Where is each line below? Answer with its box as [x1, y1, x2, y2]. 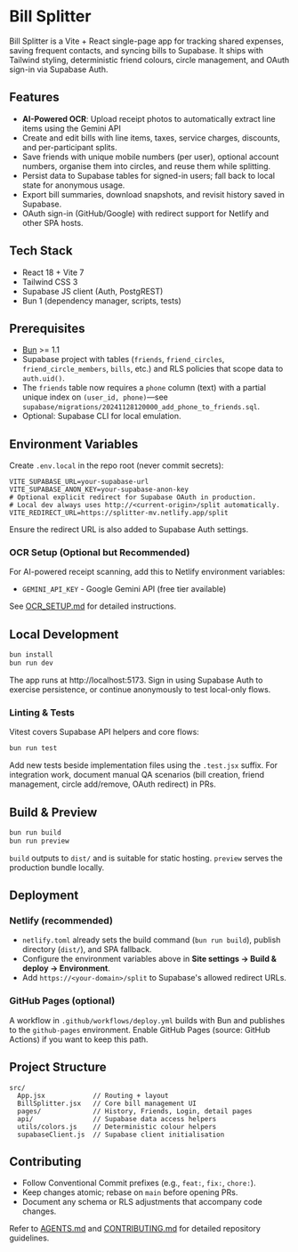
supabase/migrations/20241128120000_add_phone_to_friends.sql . [21, 401, 261, 412]
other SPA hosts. [21, 217, 84, 228]
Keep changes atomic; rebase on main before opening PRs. [21, 1187, 238, 1198]
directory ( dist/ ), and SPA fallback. [21, 944, 153, 955]
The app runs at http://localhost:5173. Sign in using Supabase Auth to [9, 674, 263, 686]
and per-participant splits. [21, 141, 117, 152]
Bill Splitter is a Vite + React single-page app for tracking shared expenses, [9, 36, 285, 46]
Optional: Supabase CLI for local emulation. [21, 411, 181, 422]
